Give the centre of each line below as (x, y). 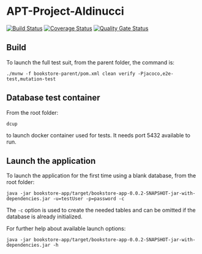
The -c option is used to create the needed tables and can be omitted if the (101, 210)
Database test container (53, 98)
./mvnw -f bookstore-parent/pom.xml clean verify (71, 74)
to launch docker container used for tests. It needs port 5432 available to (99, 135)
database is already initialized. (44, 217)
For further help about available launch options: (66, 229)
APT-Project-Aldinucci (65, 11)
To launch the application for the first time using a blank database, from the (101, 175)
